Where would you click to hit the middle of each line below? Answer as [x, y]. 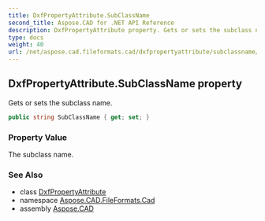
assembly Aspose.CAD [57, 208]
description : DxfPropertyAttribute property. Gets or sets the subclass [130, 30]
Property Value [38, 137]
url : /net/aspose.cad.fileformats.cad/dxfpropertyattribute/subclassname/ [134, 52]
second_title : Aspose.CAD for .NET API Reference [91, 23]
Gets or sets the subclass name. [60, 102]
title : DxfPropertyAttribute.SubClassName [79, 15]
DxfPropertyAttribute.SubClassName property [125, 84]
